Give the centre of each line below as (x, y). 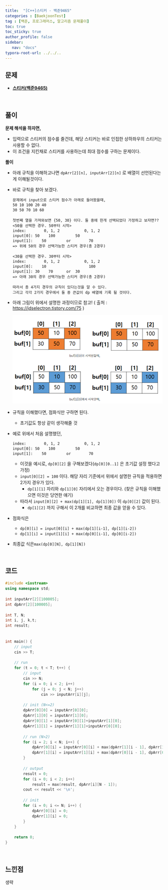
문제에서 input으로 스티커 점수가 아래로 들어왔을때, (59, 200)
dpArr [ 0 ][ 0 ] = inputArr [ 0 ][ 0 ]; (56, 710)
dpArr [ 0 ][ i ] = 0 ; (50, 811)
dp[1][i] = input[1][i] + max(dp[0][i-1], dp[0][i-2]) (78, 534)
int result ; (17, 626)
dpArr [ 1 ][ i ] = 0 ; (50, 816)
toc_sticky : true (23, 32)
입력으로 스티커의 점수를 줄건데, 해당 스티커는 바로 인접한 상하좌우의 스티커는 (87, 139)
